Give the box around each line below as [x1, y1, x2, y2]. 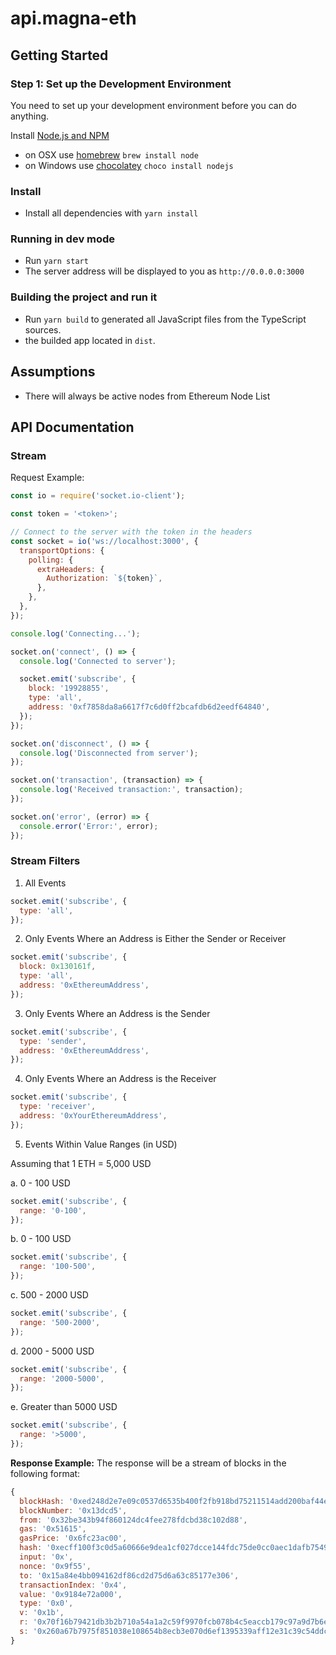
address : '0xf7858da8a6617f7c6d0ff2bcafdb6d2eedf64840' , [28, 702, 271, 712]
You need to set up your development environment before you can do [10, 99, 297, 111]
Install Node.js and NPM [10, 129, 110, 141]
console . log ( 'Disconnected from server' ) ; [19, 748, 199, 758]
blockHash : [19, 1496, 65, 1506]
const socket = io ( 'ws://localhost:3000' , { [10, 536, 199, 546]
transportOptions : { [19, 545, 105, 556]
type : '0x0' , [19, 1598, 74, 1609]
